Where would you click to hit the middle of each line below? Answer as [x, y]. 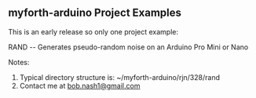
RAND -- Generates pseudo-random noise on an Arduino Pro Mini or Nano [128, 47]
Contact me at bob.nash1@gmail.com [80, 85]
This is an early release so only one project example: [93, 31]
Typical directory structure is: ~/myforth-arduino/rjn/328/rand [119, 77]
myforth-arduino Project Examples [95, 13]
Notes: [19, 62]
